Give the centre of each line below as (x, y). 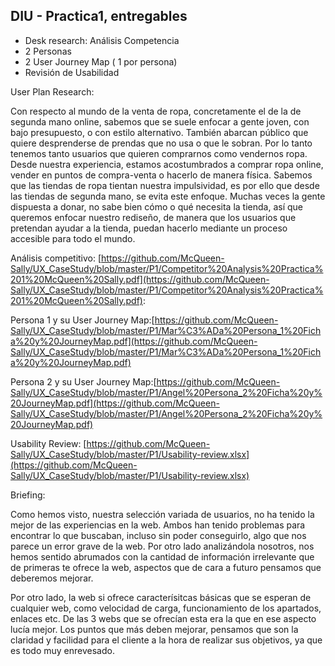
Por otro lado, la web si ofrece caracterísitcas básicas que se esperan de (161, 597)
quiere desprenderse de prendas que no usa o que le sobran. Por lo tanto (161, 143)
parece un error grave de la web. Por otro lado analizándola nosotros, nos (162, 546)
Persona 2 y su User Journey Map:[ (83, 381)
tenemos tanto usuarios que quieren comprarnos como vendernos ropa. (159, 153)
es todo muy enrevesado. (62, 650)
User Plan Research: (52, 91)
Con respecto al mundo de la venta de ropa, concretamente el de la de (156, 111)
